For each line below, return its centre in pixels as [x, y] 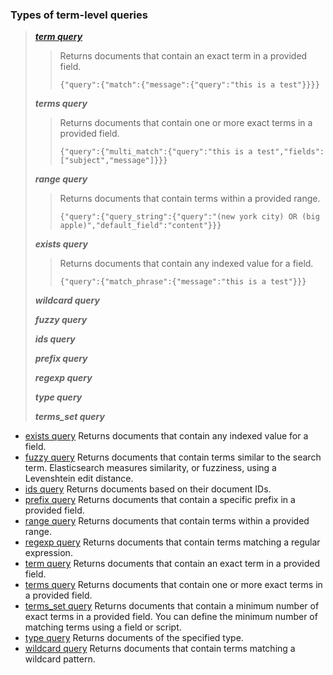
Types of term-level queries [79, 15]
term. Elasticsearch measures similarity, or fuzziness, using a [150, 468]
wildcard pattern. [60, 659]
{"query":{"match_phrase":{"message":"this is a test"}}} [183, 282]
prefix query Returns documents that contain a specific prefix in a [160, 500]
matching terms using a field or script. [103, 627]
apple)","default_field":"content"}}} [140, 226]
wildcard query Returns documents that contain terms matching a [160, 649]
